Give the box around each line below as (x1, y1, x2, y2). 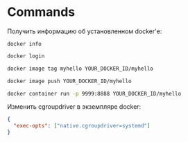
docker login (7, 53, 45, 60)
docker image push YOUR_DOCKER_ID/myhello (7, 78, 132, 85)
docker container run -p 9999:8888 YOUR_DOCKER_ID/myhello (7, 90, 182, 97)
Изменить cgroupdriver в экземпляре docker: (7, 103, 142, 111)
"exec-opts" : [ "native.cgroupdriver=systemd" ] (13, 123, 151, 130)
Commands (7, 4, 76, 20)
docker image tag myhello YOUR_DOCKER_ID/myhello (7, 65, 154, 72)
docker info (7, 40, 42, 47)
